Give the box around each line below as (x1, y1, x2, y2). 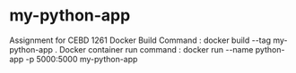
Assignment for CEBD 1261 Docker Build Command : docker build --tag (9, 35, 272, 45)
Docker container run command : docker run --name (59, 44, 254, 54)
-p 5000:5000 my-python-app (25, 53, 138, 64)
